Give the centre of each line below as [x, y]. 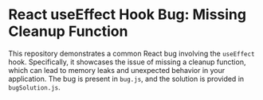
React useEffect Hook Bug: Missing [128, 15]
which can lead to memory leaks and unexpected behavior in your [117, 70]
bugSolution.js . [35, 87]
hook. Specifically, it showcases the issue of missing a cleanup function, [127, 62]
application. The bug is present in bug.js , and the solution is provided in [126, 79]
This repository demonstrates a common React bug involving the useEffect [131, 53]
